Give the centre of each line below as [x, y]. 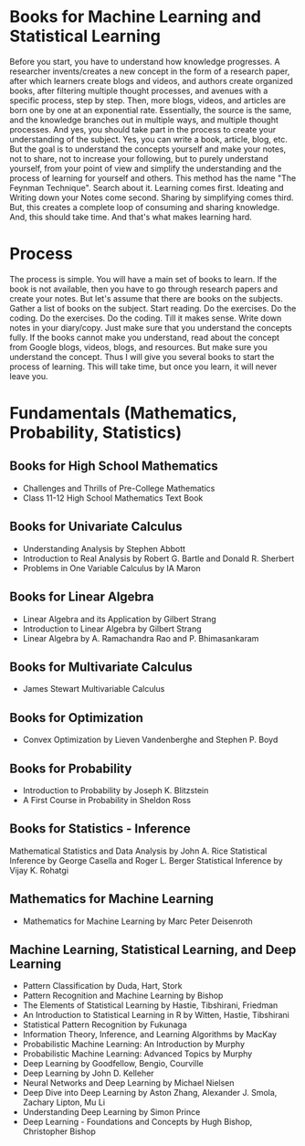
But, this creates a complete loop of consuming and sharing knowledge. [145, 207]
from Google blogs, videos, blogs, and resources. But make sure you [138, 347]
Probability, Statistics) [96, 433]
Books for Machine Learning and [136, 17]
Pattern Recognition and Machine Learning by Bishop [123, 996]
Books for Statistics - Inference [100, 829]
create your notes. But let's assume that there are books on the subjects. [146, 298]
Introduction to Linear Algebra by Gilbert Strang [112, 629]
